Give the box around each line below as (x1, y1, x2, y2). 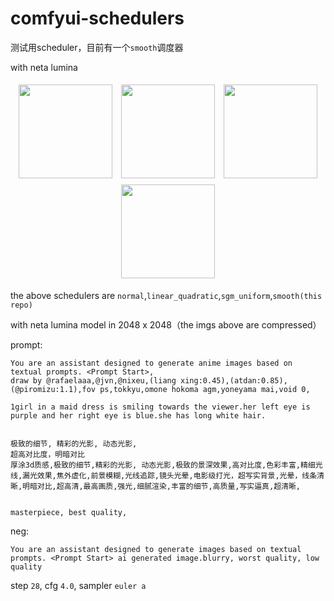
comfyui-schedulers (10, 7, 185, 30)
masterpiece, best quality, (10, 507, 128, 517)
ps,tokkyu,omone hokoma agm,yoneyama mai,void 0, (99, 384, 311, 394)
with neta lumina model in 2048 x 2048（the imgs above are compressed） (10, 318, 322, 331)
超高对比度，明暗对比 (10, 449, 85, 459)
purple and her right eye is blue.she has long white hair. (10, 410, 267, 421)
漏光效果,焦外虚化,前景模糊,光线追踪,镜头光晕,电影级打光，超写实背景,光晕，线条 (22, 470, 318, 481)
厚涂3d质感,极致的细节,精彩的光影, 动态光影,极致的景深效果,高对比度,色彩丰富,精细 (10, 460, 316, 470)
